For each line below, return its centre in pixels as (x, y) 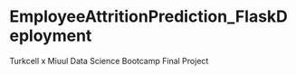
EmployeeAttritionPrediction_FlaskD (148, 17)
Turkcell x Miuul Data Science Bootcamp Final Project (109, 61)
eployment (51, 36)
